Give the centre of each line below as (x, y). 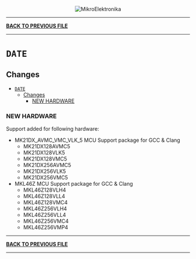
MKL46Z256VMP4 (45, 227)
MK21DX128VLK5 (44, 153)
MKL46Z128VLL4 (44, 196)
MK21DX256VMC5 (45, 178)
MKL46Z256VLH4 (45, 209)
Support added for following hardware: (52, 129)
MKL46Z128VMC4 (45, 203)
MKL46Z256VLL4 (45, 215)
